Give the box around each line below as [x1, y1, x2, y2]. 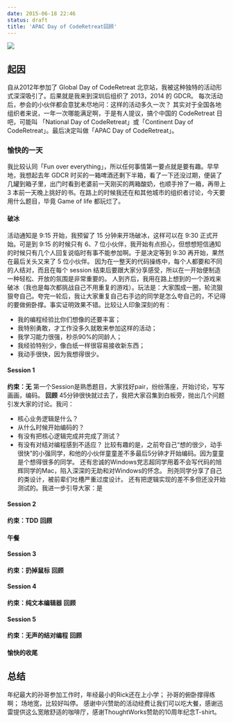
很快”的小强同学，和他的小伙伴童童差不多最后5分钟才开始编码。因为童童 [17, 448, 225, 458]
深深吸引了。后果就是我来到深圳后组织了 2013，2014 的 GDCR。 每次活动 [12, 92, 223, 101]
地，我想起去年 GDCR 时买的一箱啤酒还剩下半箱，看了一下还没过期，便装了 [7, 171, 223, 180]
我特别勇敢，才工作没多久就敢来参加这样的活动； [17, 324, 157, 332]
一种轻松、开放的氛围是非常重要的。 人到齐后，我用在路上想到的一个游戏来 [7, 275, 222, 283]
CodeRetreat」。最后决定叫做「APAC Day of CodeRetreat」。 [7, 126, 178, 135]
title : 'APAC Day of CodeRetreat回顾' [7, 23, 117, 30]
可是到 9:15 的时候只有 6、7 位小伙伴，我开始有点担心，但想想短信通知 [19, 240, 222, 248]
